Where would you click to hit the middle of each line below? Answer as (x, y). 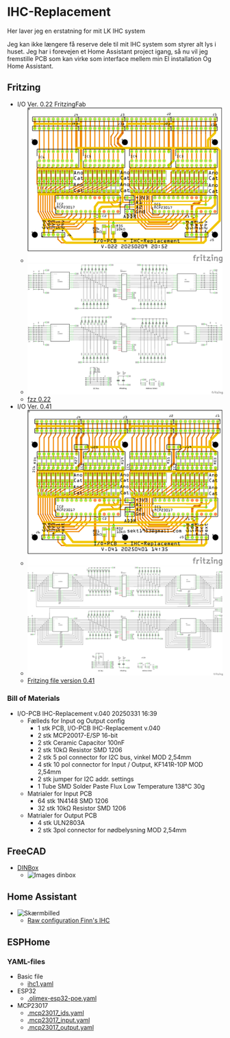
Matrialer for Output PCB (62, 815)
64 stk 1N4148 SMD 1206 (73, 801)
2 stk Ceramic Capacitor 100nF (81, 742)
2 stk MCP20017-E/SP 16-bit (78, 735)
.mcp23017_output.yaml (61, 1027)
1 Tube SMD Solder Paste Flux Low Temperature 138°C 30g (121, 786)
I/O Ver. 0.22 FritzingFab (51, 104)
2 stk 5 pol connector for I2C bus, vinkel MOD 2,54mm (114, 757)
